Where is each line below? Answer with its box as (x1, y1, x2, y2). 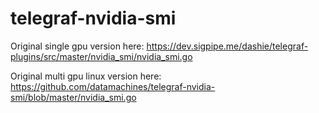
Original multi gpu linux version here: (10, 70, 162, 82)
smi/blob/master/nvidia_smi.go (10, 91, 137, 103)
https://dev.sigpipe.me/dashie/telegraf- (146, 40, 309, 52)
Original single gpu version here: (10, 40, 145, 52)
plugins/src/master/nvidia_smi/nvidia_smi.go (10, 50, 193, 62)
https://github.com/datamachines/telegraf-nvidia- (10, 80, 216, 92)
